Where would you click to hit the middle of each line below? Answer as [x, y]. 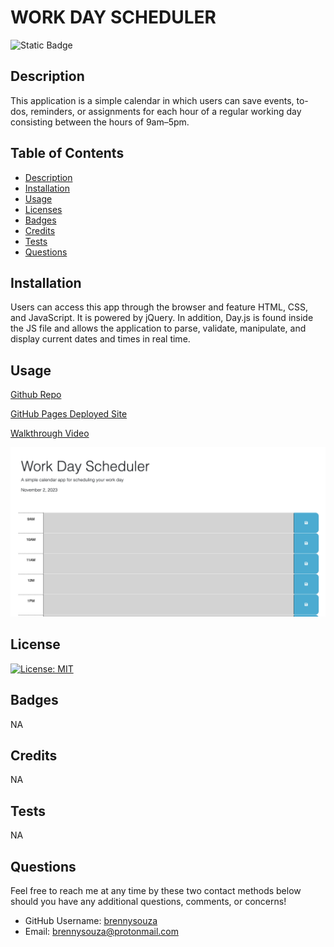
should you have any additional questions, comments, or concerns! [148, 901]
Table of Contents [67, 153]
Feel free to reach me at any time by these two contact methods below [156, 890]
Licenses [43, 209]
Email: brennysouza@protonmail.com [101, 931]
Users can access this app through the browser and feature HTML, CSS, [159, 307]
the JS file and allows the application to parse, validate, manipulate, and [158, 328]
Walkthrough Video [50, 433]
